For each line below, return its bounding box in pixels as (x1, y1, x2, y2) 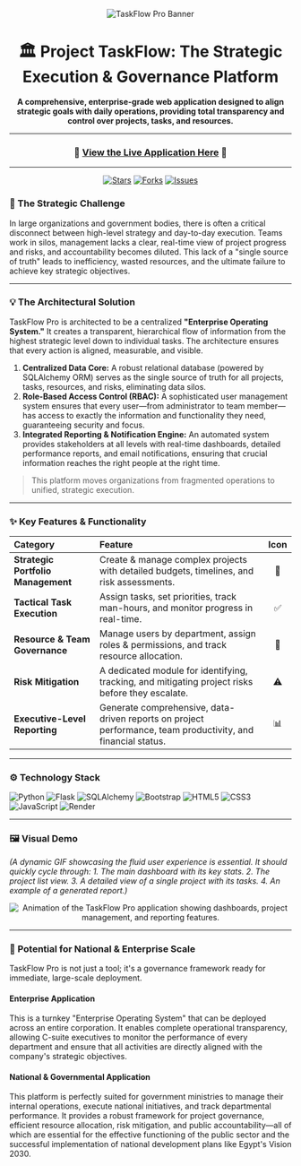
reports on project (128, 713, 204, 725)
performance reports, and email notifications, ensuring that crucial (21, 448, 268, 459)
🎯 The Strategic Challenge (9, 197, 125, 210)
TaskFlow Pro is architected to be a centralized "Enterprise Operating (9, 316, 269, 327)
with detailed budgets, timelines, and (99, 565, 254, 577)
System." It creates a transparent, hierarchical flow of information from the (9, 325, 287, 336)
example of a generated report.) (9, 885, 128, 895)
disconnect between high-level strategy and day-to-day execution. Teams (9, 227, 283, 238)
